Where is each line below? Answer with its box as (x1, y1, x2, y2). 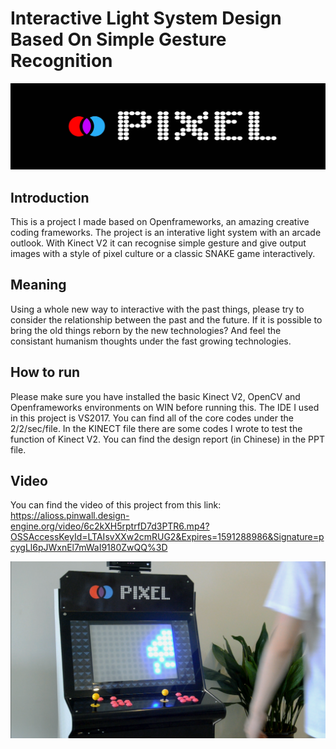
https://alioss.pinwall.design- (10, 510, 130, 522)
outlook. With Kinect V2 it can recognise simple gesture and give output (10, 237, 307, 249)
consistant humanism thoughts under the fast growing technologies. (10, 335, 292, 347)
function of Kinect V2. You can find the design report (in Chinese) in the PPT (10, 433, 325, 445)
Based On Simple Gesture (10, 28, 227, 51)
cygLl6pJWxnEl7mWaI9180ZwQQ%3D (10, 542, 168, 554)
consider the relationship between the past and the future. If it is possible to (10, 313, 323, 326)
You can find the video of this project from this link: (10, 499, 222, 511)
